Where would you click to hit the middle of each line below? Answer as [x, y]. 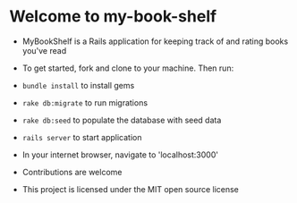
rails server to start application [82, 137]
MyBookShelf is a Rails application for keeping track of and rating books [155, 41]
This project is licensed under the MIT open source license [131, 189]
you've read [44, 50]
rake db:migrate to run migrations [85, 102]
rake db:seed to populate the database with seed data [122, 120]
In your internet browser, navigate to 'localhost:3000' [120, 155]
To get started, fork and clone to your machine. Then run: [128, 68]
